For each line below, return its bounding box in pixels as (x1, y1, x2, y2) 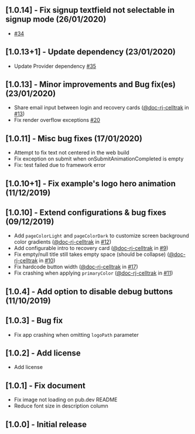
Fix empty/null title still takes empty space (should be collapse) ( (13, 251, 169, 258)
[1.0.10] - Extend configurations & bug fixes (5, 208, 166, 218)
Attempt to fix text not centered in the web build (13, 149, 129, 156)
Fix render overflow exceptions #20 (13, 117, 101, 124)
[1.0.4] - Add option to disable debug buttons (5, 286, 173, 296)
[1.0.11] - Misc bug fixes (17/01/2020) (5, 134, 143, 143)
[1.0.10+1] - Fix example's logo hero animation (5, 179, 176, 189)
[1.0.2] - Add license (5, 348, 81, 358)
